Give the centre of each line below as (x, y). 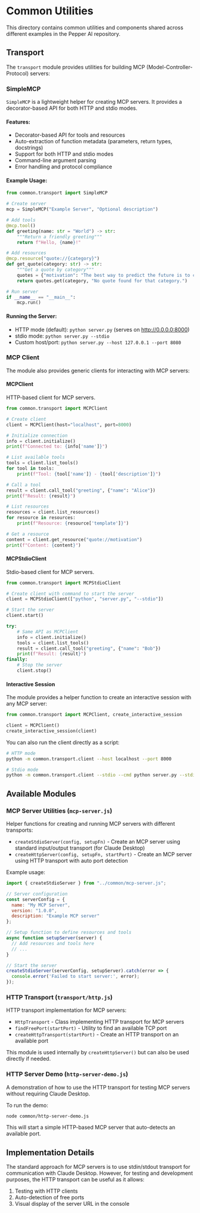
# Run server (22, 291)
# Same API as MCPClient (48, 632)
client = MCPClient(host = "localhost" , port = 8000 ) (69, 425)
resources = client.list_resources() (53, 512)
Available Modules (41, 794)
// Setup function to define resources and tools (69, 933)
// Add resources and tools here (53, 943)
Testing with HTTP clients (46, 1191)
